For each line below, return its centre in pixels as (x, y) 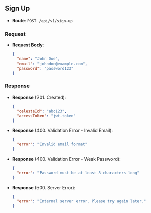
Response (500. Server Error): (44, 187)
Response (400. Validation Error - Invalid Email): (63, 130)
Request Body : (28, 45)
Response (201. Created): (39, 97)
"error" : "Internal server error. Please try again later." (82, 201)
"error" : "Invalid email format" (52, 144)
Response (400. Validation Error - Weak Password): (66, 159)
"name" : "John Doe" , (39, 59)
